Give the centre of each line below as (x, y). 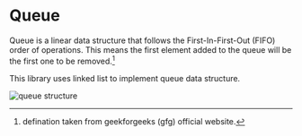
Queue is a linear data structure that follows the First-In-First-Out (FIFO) (142, 40)
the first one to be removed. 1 (62, 60)
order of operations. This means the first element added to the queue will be (151, 49)
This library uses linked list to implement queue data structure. (125, 78)
